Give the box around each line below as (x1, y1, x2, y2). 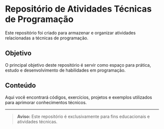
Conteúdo (5, 81, 36, 90)
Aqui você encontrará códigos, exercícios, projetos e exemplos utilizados (5, 94, 152, 100)
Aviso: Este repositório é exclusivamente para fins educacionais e (17, 113, 150, 119)
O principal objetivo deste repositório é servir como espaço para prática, (5, 62, 151, 68)
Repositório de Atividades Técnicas (5, 3, 152, 15)
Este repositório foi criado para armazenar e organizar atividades (5, 30, 136, 36)
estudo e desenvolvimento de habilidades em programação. (5, 67, 126, 73)
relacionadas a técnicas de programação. (5, 35, 89, 41)
